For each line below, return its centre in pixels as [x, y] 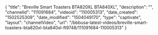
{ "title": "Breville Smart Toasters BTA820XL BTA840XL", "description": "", [79, 7]
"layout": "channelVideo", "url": [37, 22]
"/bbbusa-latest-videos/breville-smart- [108, 22]
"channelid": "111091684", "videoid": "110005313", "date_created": [72, 12]
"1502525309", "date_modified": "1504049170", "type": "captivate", [73, 17]
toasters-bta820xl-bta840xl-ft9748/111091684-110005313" [64, 28]
